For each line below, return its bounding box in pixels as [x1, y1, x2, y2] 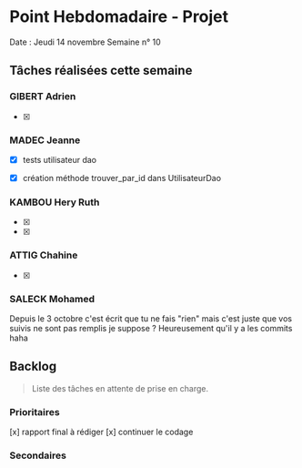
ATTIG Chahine [9, 249, 78, 261]
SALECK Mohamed [9, 292, 96, 305]
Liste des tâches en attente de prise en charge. [31, 382, 209, 393]
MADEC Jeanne [9, 134, 81, 147]
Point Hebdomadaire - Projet [9, 6, 229, 27]
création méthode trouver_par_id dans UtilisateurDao [22, 172, 221, 183]
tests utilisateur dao [22, 154, 97, 165]
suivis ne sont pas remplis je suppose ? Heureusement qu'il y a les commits [9, 322, 293, 333]
